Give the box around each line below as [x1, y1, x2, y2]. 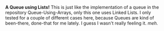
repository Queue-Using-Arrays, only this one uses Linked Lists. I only [5, 9, 151, 15]
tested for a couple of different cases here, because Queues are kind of [5, 15, 154, 20]
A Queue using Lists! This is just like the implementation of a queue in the [5, 4, 159, 10]
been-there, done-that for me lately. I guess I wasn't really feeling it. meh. [5, 20, 158, 26]
